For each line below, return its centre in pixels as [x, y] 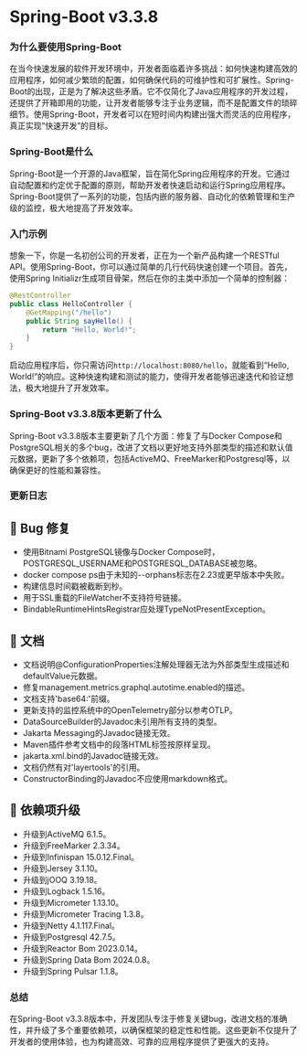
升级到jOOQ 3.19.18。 [62, 879]
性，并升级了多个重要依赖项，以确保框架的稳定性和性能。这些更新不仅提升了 [153, 1030]
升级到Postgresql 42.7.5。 [71, 937]
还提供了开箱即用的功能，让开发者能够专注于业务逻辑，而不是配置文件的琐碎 [153, 103]
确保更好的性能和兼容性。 [58, 470]
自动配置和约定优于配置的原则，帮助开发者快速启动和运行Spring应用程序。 [150, 185]
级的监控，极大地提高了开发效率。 [74, 208]
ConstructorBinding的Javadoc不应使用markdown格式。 [127, 779]
